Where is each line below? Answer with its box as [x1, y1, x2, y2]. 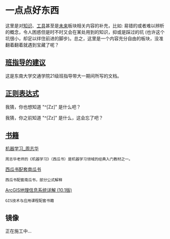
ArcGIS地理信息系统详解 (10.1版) [5, 187, 72, 193]
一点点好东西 [5, 5, 60, 16]
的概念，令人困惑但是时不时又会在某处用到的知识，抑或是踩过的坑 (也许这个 [5, 29, 165, 35]
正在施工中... [5, 228, 32, 234]
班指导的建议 [5, 58, 46, 67]
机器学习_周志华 [5, 145, 39, 151]
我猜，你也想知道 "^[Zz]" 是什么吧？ [5, 103, 81, 110]
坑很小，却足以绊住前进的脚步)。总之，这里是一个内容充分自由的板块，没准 [5, 35, 164, 41]
